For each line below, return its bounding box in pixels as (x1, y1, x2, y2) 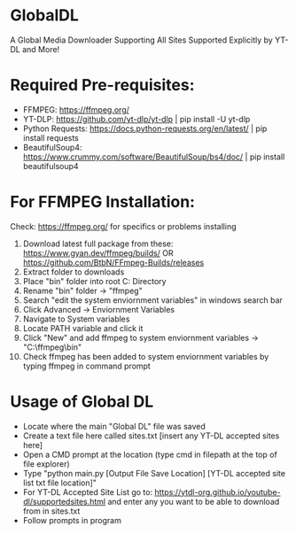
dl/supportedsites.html (22, 496, 105, 507)
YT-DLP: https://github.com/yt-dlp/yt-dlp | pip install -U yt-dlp (22, 113, 251, 124)
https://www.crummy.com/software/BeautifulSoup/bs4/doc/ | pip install (22, 151, 285, 162)
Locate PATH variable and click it (22, 322, 144, 333)
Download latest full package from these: (22, 238, 174, 249)
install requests (22, 132, 79, 143)
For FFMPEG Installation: (10, 192, 196, 213)
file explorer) (22, 458, 70, 469)
